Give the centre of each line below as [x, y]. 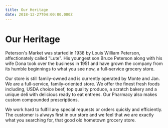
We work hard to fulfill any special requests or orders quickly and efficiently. [84, 109]
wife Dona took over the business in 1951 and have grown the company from [84, 63]
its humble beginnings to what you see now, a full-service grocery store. [80, 69]
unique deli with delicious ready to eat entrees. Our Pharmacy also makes [81, 94]
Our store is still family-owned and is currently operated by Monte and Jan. [83, 78]
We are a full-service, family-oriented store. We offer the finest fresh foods [82, 84]
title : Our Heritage [27, 10]
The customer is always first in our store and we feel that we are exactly [79, 115]
